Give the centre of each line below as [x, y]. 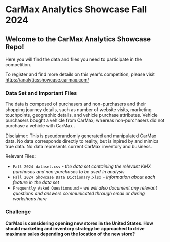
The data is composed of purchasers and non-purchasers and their [76, 104]
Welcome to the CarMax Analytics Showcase [78, 39]
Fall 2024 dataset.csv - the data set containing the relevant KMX [82, 166]
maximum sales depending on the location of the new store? [70, 234]
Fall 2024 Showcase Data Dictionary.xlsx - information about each [84, 177]
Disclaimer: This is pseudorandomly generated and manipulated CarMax [81, 136]
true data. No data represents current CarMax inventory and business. [79, 147]
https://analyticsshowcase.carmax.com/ [47, 80]
